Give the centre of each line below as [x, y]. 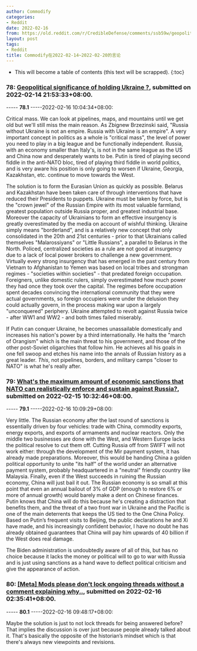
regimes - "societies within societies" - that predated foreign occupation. [94, 273]
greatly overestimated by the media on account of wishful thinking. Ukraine [97, 223]
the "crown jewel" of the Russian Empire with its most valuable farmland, [94, 205]
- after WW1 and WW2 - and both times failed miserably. [74, 317]
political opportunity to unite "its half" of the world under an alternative [91, 464]
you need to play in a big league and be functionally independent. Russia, [95, 143]
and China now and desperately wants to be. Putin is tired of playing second [98, 156]
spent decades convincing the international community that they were [91, 292]
